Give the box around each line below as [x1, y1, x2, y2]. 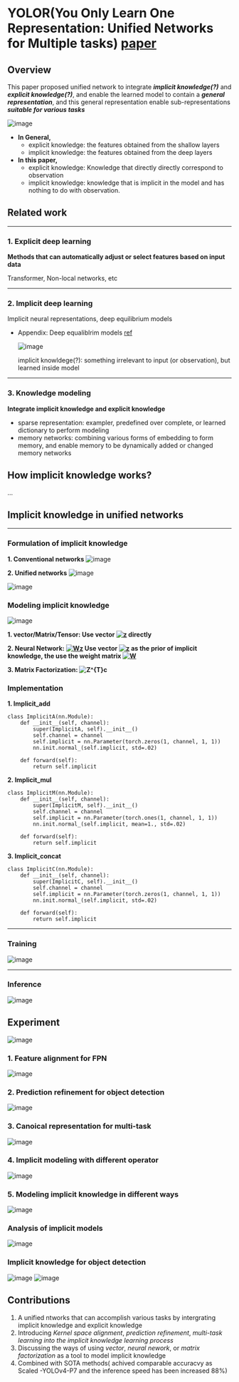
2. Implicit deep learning [7, 298, 93, 308]
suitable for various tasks [7, 106, 85, 113]
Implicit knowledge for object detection [7, 1257, 147, 1267]
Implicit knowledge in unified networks [7, 509, 184, 521]
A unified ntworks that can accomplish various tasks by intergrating [17, 1313, 216, 1321]
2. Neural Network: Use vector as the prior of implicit [7, 644, 198, 652]
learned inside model [17, 364, 80, 372]
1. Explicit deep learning [7, 236, 92, 246]
